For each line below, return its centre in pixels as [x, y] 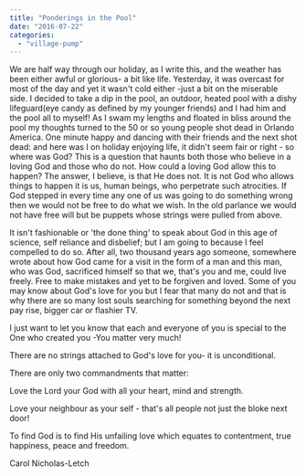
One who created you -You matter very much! [95, 338]
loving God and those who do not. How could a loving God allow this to [143, 166]
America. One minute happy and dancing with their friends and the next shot [153, 137]
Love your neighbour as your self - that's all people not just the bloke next [148, 408]
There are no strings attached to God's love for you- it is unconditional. [143, 355]
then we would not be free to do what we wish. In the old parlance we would [153, 206]
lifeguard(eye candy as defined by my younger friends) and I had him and [148, 108]
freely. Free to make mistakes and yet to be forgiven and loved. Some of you [153, 281]
